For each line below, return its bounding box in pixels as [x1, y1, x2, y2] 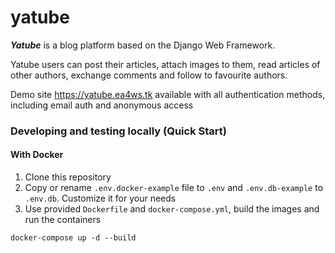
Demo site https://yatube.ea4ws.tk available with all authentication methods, [10, 88, 326, 100]
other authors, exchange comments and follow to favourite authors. [10, 69, 288, 81]
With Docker [10, 149, 64, 161]
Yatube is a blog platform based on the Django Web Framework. [10, 39, 276, 51]
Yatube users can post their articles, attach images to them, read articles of [10, 58, 321, 70]
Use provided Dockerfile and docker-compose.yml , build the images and [24, 203, 320, 215]
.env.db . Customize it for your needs [24, 192, 177, 205]
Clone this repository [24, 171, 112, 183]
